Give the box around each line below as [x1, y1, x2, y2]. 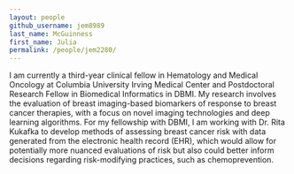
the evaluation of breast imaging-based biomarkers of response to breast [9, 98, 277, 109]
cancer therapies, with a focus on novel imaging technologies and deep [9, 108, 270, 118]
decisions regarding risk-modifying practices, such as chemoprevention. [9, 155, 275, 165]
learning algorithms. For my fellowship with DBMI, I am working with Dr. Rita [9, 117, 286, 128]
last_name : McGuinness [9, 29, 93, 38]
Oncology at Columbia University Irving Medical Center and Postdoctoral [9, 79, 275, 90]
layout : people [9, 12, 66, 22]
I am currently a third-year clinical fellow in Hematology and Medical [9, 70, 259, 80]
